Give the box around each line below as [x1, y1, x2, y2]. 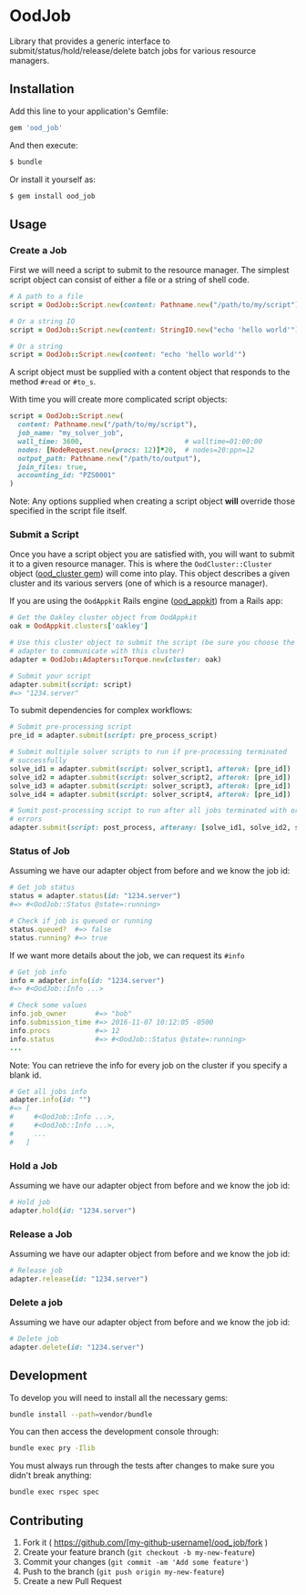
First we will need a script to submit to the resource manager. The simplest [9, 265, 290, 276]
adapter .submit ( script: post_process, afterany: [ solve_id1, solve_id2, [9, 823, 291, 833]
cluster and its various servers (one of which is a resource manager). [9, 578, 269, 588]
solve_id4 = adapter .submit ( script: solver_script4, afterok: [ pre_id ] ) [9, 790, 291, 799]
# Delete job [9, 1334, 59, 1344]
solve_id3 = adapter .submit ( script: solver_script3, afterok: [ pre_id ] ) [9, 781, 291, 791]
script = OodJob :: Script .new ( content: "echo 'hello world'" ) [9, 350, 247, 360]
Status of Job [9, 844, 70, 857]
